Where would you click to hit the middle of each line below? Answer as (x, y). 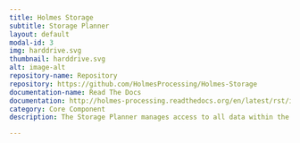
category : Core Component (57, 109)
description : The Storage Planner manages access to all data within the (150, 117)
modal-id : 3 (31, 42)
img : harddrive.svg (46, 51)
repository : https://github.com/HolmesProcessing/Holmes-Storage (133, 84)
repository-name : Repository (63, 76)
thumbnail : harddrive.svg (57, 59)
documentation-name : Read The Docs (75, 92)
